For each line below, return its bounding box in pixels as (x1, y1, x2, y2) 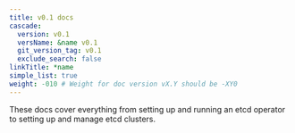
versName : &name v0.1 (17, 37, 98, 47)
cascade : (9, 21, 42, 30)
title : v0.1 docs (9, 12, 74, 22)
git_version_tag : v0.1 (17, 46, 102, 55)
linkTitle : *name (9, 63, 74, 72)
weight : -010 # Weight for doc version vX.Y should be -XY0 (9, 79, 239, 88)
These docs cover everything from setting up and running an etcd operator (9, 104, 286, 114)
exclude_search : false (17, 54, 102, 63)
